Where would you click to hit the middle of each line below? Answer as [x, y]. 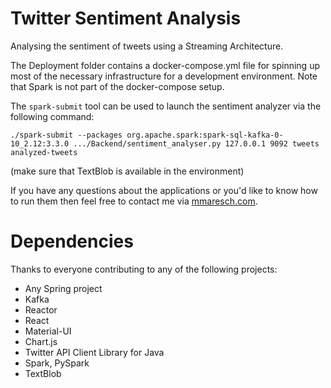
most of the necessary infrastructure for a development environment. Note [164, 76]
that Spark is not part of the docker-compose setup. [117, 86]
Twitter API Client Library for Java [94, 352]
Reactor [41, 309]
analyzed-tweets [44, 152]
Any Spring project [63, 288]
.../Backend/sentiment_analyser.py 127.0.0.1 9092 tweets [196, 143]
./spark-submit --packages [66, 135]
